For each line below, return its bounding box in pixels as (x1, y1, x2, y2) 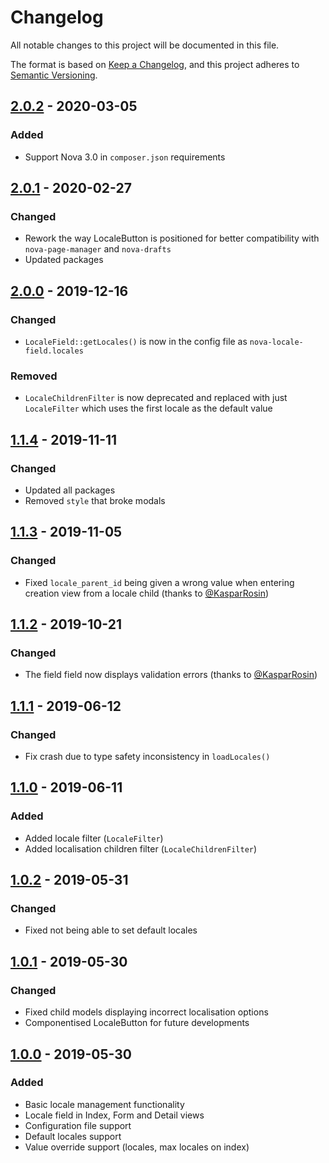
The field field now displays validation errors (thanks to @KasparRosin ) (24, 669, 318, 681)
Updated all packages (24, 484, 116, 496)
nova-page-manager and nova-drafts (24, 243, 172, 255)
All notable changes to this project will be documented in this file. (10, 39, 280, 51)
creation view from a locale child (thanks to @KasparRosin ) (24, 587, 270, 599)
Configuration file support (24, 1119, 132, 1131)
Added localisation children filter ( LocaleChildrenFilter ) (24, 842, 258, 855)
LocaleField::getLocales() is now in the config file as (24, 336, 248, 347)
